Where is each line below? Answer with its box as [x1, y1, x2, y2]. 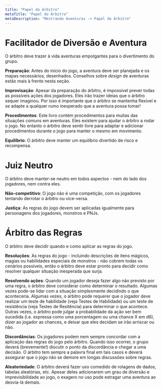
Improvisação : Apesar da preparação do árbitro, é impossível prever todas [5, 88, 155, 93]
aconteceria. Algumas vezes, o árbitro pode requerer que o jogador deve [5, 293, 151, 299]
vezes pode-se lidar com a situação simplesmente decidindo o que [5, 288, 139, 294]
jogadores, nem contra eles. [5, 181, 61, 187]
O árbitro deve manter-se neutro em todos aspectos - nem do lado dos [5, 176, 147, 182]
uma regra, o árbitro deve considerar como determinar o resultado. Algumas [5, 283, 158, 289]
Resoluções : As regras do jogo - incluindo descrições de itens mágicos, [5, 253, 149, 259]
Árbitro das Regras [5, 227, 82, 239]
